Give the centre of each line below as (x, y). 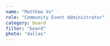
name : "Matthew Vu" (30, 12)
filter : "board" (26, 28)
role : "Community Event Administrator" (55, 17)
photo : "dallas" (26, 34)
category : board (26, 23)
